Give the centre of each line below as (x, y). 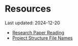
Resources (28, 9)
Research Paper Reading (38, 32)
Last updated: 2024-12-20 (32, 23)
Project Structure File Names (42, 38)
